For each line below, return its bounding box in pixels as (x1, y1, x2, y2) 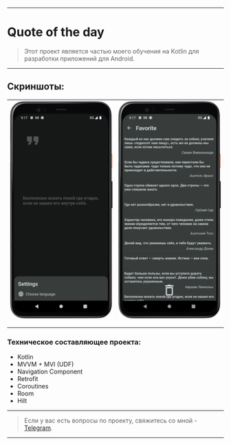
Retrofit (16, 375, 38, 383)
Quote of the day (7, 25, 104, 40)
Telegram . (23, 424, 53, 432)
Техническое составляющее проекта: (7, 337, 142, 347)
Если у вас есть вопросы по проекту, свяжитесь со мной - (23, 417, 197, 425)
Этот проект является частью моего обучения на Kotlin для (23, 47, 199, 55)
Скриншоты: (7, 80, 65, 93)
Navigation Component (16, 367, 83, 376)
